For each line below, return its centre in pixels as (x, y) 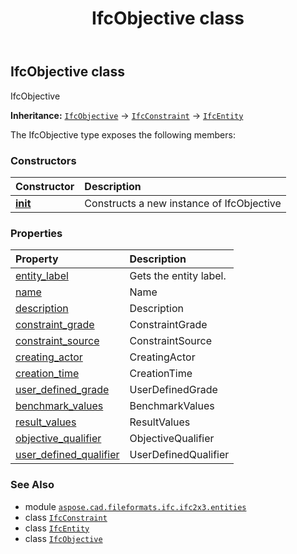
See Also (32, 485)
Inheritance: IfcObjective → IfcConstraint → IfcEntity (127, 115)
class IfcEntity (57, 528)
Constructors (43, 160)
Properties (36, 233)
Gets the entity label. (178, 276)
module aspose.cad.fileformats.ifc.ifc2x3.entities (135, 506)
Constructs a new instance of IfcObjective (183, 203)
